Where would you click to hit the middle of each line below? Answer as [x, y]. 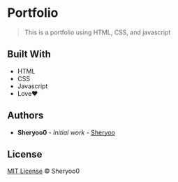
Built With [29, 54]
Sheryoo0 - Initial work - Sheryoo [66, 132]
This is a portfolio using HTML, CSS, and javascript [97, 32]
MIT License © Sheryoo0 [44, 171]
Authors [25, 116]
